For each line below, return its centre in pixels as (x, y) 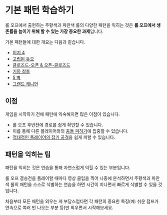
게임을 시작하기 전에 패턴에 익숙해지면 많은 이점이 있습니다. (62, 114)
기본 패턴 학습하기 (39, 10)
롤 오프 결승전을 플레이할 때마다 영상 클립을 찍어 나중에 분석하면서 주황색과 (78, 178)
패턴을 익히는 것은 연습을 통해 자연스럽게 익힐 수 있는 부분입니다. (68, 167)
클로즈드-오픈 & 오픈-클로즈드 (41, 65)
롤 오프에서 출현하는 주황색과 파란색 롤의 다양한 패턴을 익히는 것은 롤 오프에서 (80, 25)
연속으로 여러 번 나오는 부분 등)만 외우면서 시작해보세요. (59, 207)
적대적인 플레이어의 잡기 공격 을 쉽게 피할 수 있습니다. (64, 137)
